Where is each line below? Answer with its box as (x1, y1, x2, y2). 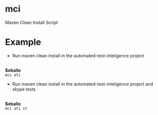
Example (5, 37, 41, 48)
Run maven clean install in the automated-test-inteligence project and (12, 81, 154, 87)
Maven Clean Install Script (5, 19, 58, 25)
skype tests (12, 86, 36, 92)
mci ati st (5, 106, 27, 111)
